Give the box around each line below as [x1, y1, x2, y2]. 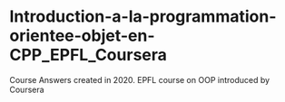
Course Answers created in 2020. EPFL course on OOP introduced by [9, 74, 270, 85]
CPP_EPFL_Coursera [9, 45, 168, 65]
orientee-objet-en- [9, 25, 156, 46]
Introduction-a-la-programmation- [9, 6, 277, 27]
